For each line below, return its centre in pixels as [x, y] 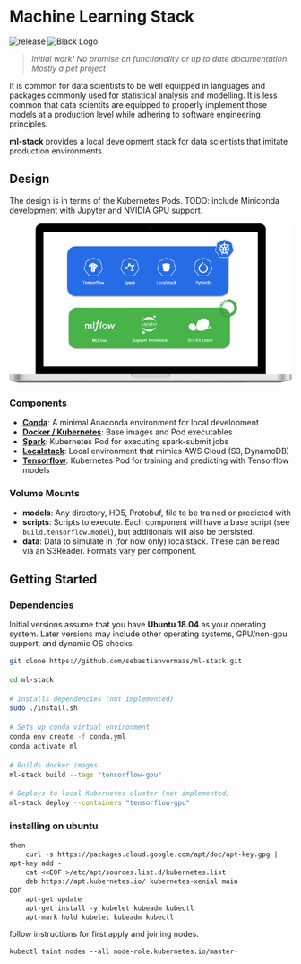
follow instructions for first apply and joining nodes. [104, 934]
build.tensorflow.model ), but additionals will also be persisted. [138, 532]
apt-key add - [36, 863]
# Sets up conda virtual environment [80, 727]
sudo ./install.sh [43, 708]
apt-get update [54, 899]
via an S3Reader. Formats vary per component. [109, 551]
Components [38, 403]
